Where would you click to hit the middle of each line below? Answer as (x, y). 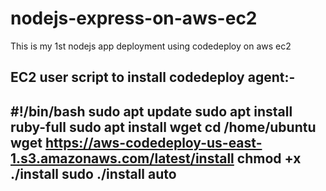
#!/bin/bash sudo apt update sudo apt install (151, 111)
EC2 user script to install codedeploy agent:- (153, 77)
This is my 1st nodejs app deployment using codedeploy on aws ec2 (151, 46)
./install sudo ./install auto (93, 173)
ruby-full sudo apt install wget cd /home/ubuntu (163, 127)
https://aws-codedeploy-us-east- (154, 142)
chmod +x (269, 158)
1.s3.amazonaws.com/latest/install (122, 158)
